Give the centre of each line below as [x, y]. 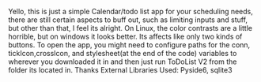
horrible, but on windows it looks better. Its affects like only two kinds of [125, 36]
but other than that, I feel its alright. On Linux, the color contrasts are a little [130, 28]
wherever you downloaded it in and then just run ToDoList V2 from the [123, 61]
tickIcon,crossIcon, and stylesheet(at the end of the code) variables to [123, 53]
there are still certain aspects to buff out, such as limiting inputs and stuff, [128, 20]
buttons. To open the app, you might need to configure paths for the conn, [129, 45]
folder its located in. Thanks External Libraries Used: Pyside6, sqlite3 [120, 70]
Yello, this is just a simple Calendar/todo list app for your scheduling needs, [130, 11]
